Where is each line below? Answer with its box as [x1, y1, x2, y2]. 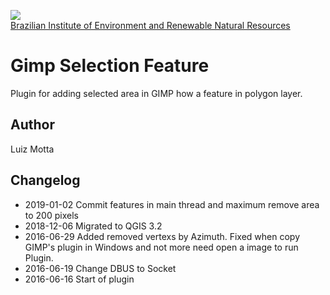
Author [10, 116, 55, 134]
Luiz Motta [10, 143, 55, 155]
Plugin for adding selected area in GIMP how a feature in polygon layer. [10, 87, 303, 99]
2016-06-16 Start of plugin [24, 273, 135, 285]
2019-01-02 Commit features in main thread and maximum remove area [24, 198, 320, 210]
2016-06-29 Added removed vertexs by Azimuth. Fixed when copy [24, 230, 301, 242]
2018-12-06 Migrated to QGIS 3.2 [24, 220, 163, 232]
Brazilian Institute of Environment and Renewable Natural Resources [10, 20, 291, 31]
